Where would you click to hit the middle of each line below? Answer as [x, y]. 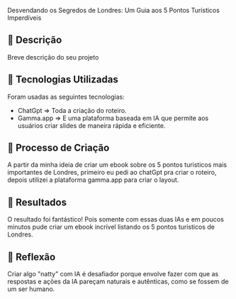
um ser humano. [31, 289]
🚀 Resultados [37, 202]
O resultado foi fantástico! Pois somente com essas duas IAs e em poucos [116, 219]
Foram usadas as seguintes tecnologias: [66, 97]
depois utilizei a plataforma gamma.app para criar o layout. [93, 180]
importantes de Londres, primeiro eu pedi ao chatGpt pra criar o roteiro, [112, 173]
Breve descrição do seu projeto [53, 57]
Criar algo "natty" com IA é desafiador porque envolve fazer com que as [113, 274]
